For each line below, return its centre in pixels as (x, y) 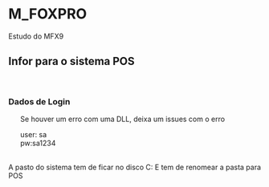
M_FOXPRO (48, 14)
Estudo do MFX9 (36, 36)
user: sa (33, 135)
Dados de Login (39, 101)
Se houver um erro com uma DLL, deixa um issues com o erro (122, 119)
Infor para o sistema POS (71, 61)
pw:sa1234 (38, 143)
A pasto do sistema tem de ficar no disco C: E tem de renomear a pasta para (135, 167)
